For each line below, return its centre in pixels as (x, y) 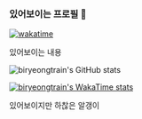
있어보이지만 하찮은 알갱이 (55, 106)
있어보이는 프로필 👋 (48, 13)
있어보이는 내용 (35, 52)
